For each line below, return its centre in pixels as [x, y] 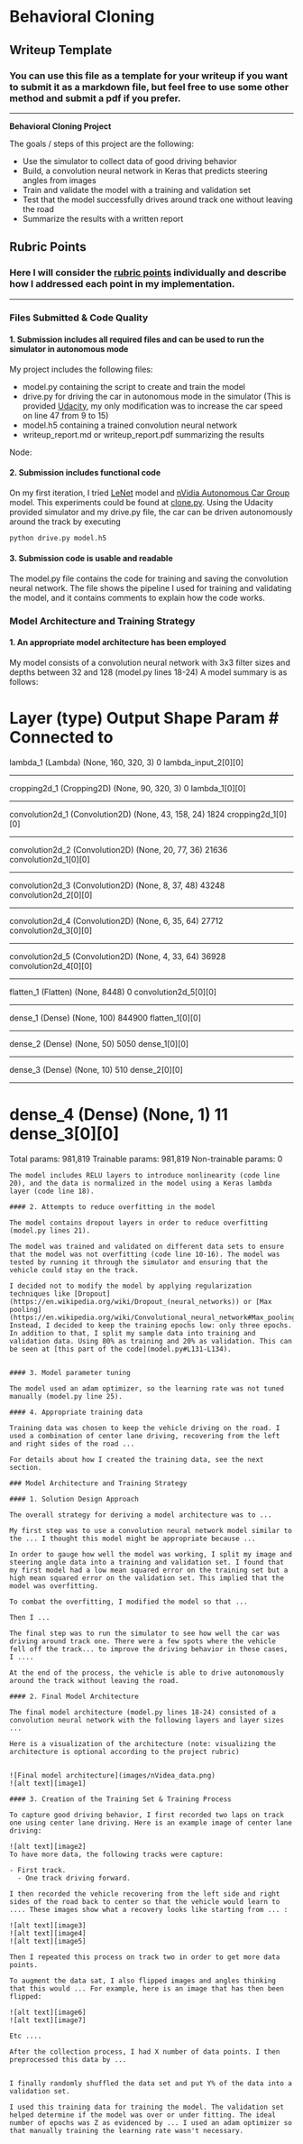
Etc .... [26, 2036]
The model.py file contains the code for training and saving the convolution [149, 578]
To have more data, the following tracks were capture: [116, 1854]
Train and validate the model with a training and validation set [136, 189]
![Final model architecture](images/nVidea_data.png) [113, 1775]
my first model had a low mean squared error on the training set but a [149, 1570]
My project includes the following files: [81, 369]
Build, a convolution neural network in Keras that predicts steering [145, 171]
